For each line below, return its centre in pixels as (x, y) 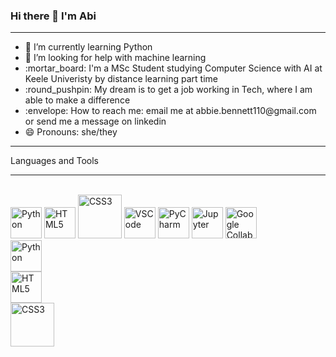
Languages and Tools (55, 161)
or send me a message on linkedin (95, 121)
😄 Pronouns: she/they (71, 132)
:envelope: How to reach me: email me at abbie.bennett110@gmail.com (170, 111)
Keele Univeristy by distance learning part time (121, 79)
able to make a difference (77, 100)
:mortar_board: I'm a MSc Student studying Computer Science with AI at (173, 68)
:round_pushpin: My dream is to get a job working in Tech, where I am (168, 90)
